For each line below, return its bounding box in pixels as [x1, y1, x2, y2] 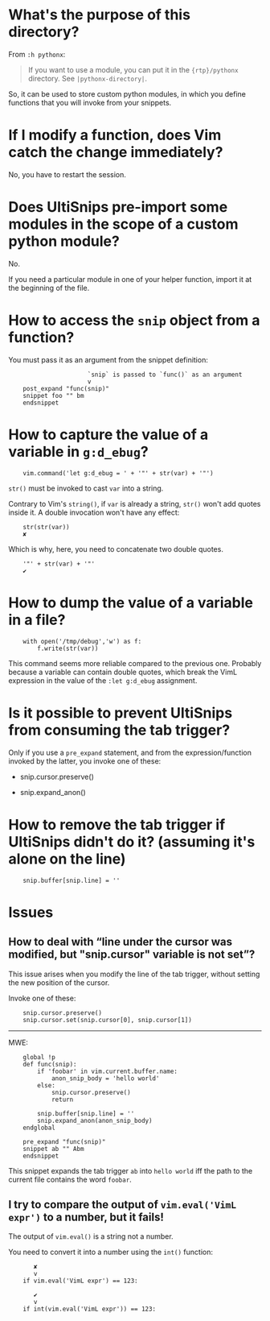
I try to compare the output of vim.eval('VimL [8, 1198, 237, 1211]
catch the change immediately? [8, 143, 223, 162]
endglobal [22, 1124, 56, 1132]
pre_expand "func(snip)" [22, 1137, 106, 1145]
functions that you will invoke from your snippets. [8, 97, 172, 107]
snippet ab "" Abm [22, 1145, 84, 1153]
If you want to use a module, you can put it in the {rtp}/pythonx [27, 64, 239, 74]
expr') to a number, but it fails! [8, 1210, 165, 1224]
